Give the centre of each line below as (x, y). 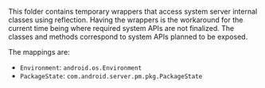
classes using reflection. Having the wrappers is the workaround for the (126, 20)
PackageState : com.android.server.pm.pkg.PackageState (111, 76)
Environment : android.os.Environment (81, 67)
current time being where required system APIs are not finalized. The (121, 28)
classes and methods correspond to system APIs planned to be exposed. (128, 36)
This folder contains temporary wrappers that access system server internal (133, 11)
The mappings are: (39, 52)
